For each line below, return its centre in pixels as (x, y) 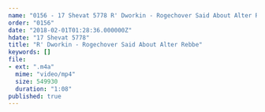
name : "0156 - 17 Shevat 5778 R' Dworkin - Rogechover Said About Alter (130, 15)
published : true (35, 96)
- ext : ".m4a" (32, 67)
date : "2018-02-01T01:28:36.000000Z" (70, 30)
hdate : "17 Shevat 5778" (49, 37)
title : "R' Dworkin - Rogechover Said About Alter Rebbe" (105, 45)
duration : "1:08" (44, 89)
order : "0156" (32, 23)
